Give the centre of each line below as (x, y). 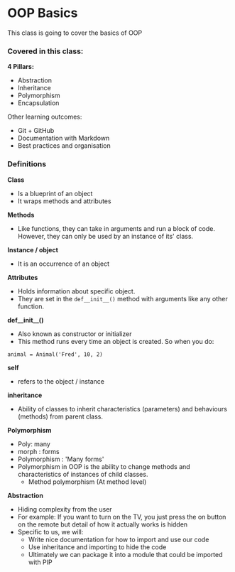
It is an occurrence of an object (64, 264)
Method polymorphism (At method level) (87, 482)
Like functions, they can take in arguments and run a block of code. (116, 228)
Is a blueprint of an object (55, 193)
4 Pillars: (21, 67)
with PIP (40, 562)
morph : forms (39, 451)
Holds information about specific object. (76, 291)
